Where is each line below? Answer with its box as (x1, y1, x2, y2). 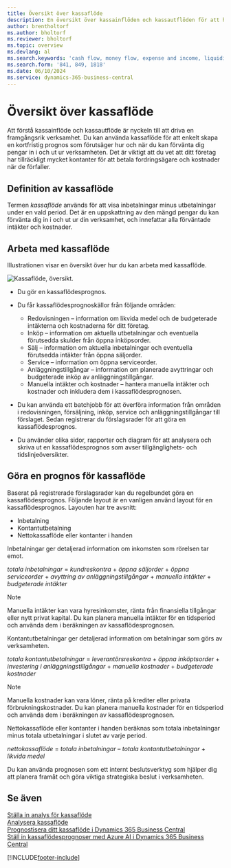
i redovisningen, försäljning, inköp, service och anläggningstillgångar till (16, 408, 220, 416)
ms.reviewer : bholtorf (7, 36, 72, 43)
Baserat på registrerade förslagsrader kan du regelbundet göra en (7, 489, 194, 497)
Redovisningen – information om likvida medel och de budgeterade (27, 314, 217, 322)
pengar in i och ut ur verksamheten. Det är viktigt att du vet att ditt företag (7, 148, 217, 157)
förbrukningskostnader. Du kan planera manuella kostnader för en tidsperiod (7, 703, 224, 711)
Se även (7, 792, 43, 804)
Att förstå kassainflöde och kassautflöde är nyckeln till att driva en (7, 126, 195, 135)
